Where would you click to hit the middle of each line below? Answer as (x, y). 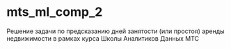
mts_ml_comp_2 (55, 12)
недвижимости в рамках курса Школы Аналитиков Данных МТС (103, 38)
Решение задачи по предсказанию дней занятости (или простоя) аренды (115, 31)
